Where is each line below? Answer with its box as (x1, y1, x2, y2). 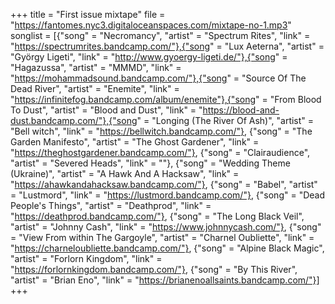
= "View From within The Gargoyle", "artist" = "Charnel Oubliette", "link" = (10, 232, 315, 243)
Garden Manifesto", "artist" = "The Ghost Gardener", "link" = (10, 136, 260, 148)
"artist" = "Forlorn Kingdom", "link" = (10, 253, 163, 264)
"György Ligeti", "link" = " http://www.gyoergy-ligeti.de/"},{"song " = (10, 51, 288, 63)
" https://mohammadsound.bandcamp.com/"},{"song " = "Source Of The (10, 72, 307, 84)
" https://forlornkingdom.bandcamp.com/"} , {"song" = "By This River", (10, 264, 298, 275)
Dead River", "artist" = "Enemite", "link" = (10, 83, 180, 94)
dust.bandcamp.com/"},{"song (10, 115, 138, 126)
